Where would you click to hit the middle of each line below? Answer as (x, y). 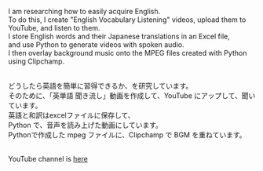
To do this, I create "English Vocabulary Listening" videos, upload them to (127, 20)
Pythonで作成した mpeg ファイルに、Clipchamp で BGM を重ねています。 (127, 135)
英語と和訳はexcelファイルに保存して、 (71, 115)
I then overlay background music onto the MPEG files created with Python (128, 53)
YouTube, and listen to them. (54, 28)
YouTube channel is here (48, 159)
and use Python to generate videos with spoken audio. (96, 45)
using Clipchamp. (37, 61)
